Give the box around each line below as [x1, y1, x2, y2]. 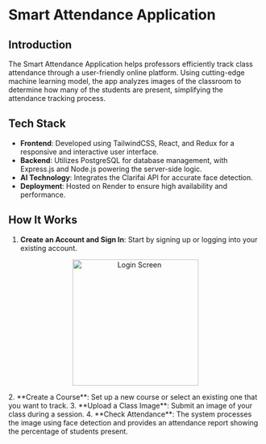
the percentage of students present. [8, 426, 129, 436]
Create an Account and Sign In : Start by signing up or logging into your [19, 234, 258, 244]
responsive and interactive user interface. [19, 147, 159, 157]
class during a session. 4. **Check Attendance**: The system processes [8, 409, 252, 419]
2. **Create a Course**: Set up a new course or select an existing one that [8, 392, 258, 401]
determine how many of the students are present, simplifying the [8, 85, 223, 94]
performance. [19, 190, 66, 199]
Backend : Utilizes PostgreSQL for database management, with [19, 155, 228, 165]
